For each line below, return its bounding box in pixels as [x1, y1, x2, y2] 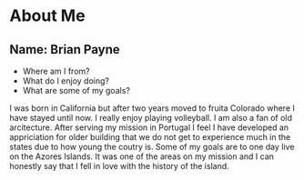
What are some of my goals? [22, 85, 130, 95]
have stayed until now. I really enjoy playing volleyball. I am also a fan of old [9, 113, 293, 123]
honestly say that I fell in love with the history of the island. [9, 161, 229, 171]
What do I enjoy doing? [22, 75, 109, 86]
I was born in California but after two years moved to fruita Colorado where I [9, 103, 296, 114]
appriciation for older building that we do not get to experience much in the [9, 132, 291, 142]
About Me [9, 5, 86, 26]
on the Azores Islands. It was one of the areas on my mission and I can [9, 151, 275, 162]
